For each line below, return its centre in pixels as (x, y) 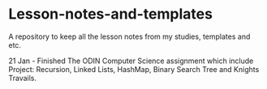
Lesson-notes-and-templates (111, 14)
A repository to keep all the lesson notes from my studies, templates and (129, 36)
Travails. (23, 78)
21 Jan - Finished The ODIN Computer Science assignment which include (131, 61)
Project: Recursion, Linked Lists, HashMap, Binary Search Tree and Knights (134, 69)
